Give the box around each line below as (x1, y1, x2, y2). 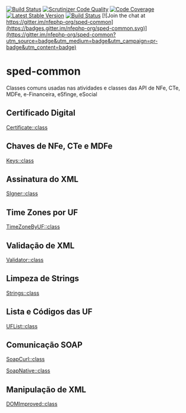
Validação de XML (6, 241, 75, 251)
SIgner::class (6, 190, 39, 197)
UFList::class (6, 322, 38, 329)
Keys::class (6, 157, 34, 164)
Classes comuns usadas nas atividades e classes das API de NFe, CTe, (6, 84, 180, 91)
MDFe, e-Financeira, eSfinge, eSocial (6, 90, 97, 98)
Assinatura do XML (6, 174, 79, 184)
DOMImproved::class (6, 400, 58, 408)
